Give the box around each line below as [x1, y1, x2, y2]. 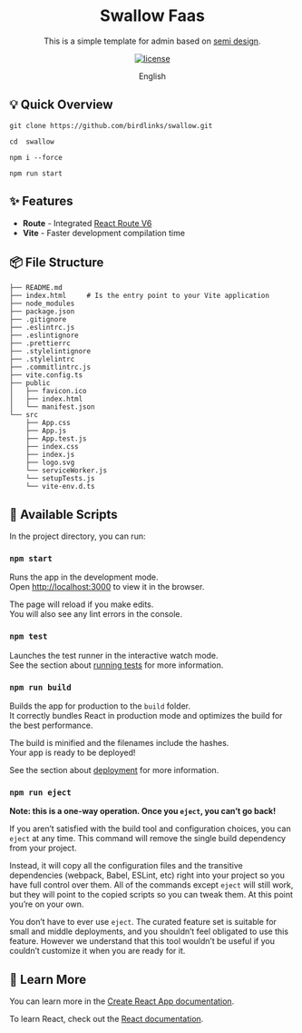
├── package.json [9, 307, 75, 316]
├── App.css [25, 419, 71, 428]
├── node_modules [9, 299, 75, 309]
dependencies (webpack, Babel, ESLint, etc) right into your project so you [9, 869, 286, 881]
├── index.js [25, 451, 75, 460]
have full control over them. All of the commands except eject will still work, [9, 879, 294, 890]
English [139, 70, 166, 82]
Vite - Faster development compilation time [22, 227, 186, 238]
